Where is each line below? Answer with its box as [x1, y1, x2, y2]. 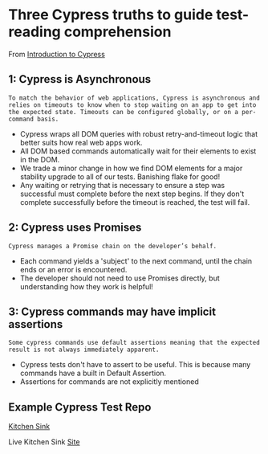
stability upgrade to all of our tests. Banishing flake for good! [19, 171, 221, 182]
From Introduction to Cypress [8, 49, 106, 59]
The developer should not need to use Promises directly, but [19, 273, 220, 283]
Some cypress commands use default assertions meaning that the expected [8, 339, 261, 347]
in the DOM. [19, 154, 60, 164]
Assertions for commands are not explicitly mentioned [19, 377, 199, 387]
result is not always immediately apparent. [8, 346, 160, 354]
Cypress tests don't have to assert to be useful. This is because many [19, 360, 251, 370]
